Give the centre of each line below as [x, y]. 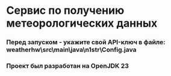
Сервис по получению [65, 11]
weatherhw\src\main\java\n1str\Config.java [71, 50]
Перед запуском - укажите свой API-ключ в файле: [86, 42]
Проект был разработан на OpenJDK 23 [68, 66]
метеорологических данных [82, 23]
